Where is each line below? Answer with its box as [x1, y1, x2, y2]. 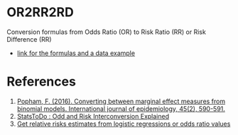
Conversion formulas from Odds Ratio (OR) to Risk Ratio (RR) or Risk [6, 28, 207, 36]
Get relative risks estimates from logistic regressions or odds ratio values [16, 119, 231, 128]
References [6, 74, 76, 90]
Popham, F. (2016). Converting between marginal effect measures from [16, 97, 225, 105]
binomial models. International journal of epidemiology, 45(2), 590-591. [16, 104, 225, 113]
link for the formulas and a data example [16, 49, 136, 57]
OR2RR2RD [6, 4, 74, 20]
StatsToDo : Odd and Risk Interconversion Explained [16, 112, 170, 120]
